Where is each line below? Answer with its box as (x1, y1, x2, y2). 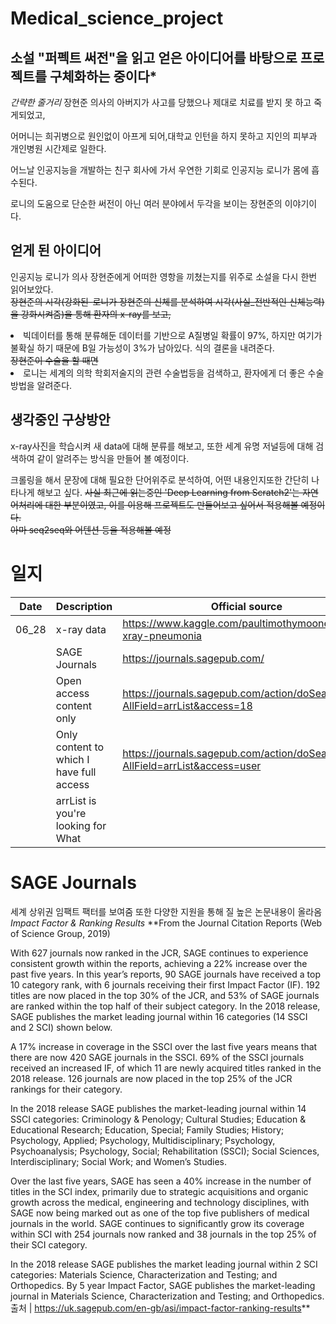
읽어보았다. (10, 283, 54, 295)
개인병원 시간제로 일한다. (10, 143, 107, 154)
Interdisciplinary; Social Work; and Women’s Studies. (10, 1155, 228, 1167)
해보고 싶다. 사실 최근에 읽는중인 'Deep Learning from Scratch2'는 (36, 486, 301, 498)
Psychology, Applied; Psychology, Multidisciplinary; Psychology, (10, 1134, 276, 1146)
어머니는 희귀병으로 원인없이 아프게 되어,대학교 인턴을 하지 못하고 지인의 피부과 (10, 130, 318, 142)
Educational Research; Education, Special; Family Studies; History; (10, 1123, 285, 1136)
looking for (55, 818, 107, 832)
